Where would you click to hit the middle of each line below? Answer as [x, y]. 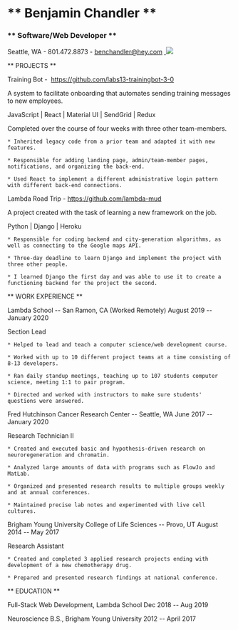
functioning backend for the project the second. [83, 284]
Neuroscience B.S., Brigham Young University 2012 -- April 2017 [102, 619]
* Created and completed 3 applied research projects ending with [108, 559]
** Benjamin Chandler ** [82, 13]
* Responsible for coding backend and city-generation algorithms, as [114, 240]
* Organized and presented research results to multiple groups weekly [116, 486]
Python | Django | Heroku [45, 226]
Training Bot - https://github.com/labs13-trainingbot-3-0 [91, 79]
